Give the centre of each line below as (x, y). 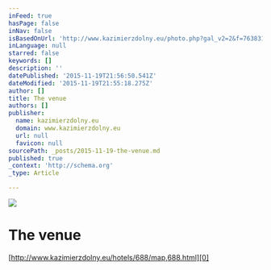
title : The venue (38, 98)
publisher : (27, 114)
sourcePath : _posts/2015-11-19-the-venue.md (84, 151)
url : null (32, 135)
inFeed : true (30, 16)
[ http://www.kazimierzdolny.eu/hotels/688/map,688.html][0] (109, 257)
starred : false (34, 53)
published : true (35, 158)
